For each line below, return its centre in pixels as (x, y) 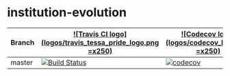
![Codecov (199, 34)
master (22, 62)
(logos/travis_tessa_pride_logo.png (100, 42)
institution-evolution (67, 13)
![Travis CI (90, 34)
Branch (23, 42)
